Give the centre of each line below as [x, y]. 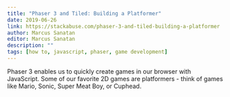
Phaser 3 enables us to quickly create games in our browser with [99, 71]
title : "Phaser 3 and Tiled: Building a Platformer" [84, 13]
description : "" [30, 45]
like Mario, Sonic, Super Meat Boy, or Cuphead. [74, 86]
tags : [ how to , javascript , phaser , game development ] [87, 52]
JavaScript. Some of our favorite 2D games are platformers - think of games [115, 78]
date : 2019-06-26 [32, 20]
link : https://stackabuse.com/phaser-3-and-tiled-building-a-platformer [114, 26]
